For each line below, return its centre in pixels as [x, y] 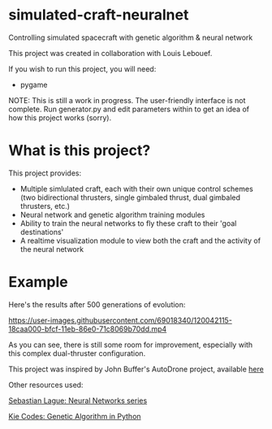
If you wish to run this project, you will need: [82, 69]
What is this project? [80, 151]
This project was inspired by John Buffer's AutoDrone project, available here [136, 369]
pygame [34, 84]
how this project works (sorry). [60, 117]
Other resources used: [46, 384]
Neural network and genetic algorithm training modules [112, 214]
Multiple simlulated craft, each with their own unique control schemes [136, 188]
